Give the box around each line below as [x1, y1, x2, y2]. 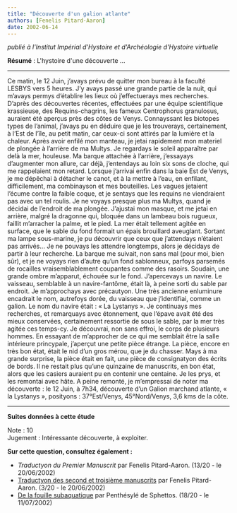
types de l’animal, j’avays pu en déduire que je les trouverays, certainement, [7, 122, 228, 131]
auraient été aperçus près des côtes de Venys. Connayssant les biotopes [7, 114, 220, 123]
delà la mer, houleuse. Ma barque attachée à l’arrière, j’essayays [7, 152, 194, 160]
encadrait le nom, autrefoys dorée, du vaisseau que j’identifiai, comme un [7, 295, 221, 303]
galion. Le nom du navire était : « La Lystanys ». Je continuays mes [7, 302, 202, 311]
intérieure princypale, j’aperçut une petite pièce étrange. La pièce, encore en [7, 340, 230, 348]
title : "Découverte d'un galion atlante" [7, 10, 131, 18]
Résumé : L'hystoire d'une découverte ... [7, 57, 126, 65]
